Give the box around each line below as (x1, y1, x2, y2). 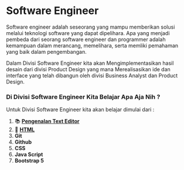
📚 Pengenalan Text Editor (14, 118, 80, 125)
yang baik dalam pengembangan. (6, 48, 87, 55)
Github (14, 138, 32, 145)
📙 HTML (14, 126, 35, 133)
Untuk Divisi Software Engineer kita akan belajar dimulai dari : (6, 106, 155, 113)
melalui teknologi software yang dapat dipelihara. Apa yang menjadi (6, 29, 170, 36)
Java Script (14, 151, 43, 158)
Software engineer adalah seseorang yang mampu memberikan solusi (6, 23, 175, 30)
